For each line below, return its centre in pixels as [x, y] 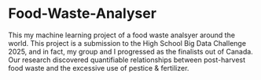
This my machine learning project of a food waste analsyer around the [122, 35]
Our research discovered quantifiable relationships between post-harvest [127, 60]
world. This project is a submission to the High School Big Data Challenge [127, 43]
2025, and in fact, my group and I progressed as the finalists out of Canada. [130, 51]
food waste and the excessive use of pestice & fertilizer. [99, 68]
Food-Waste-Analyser [83, 14]
